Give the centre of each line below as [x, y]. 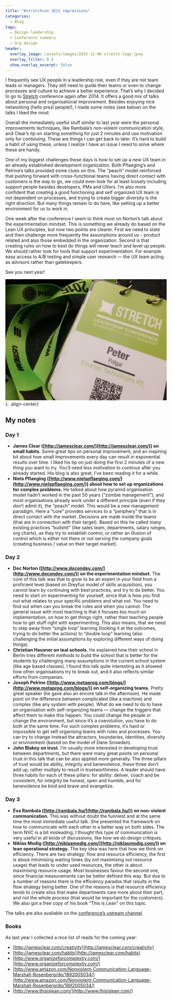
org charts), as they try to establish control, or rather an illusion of [82, 533]
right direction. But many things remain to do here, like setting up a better [82, 203]
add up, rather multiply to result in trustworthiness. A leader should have [89, 770]
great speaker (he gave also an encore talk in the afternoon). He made [87, 694]
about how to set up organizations [126, 484]
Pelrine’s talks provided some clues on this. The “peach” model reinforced [83, 171]
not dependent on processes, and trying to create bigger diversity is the [81, 198]
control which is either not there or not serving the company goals [82, 538]
